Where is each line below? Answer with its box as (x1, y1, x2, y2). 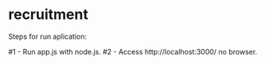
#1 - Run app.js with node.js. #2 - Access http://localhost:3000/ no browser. (8, 47, 258, 56)
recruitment (8, 6, 89, 24)
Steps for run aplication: (8, 32, 88, 41)
